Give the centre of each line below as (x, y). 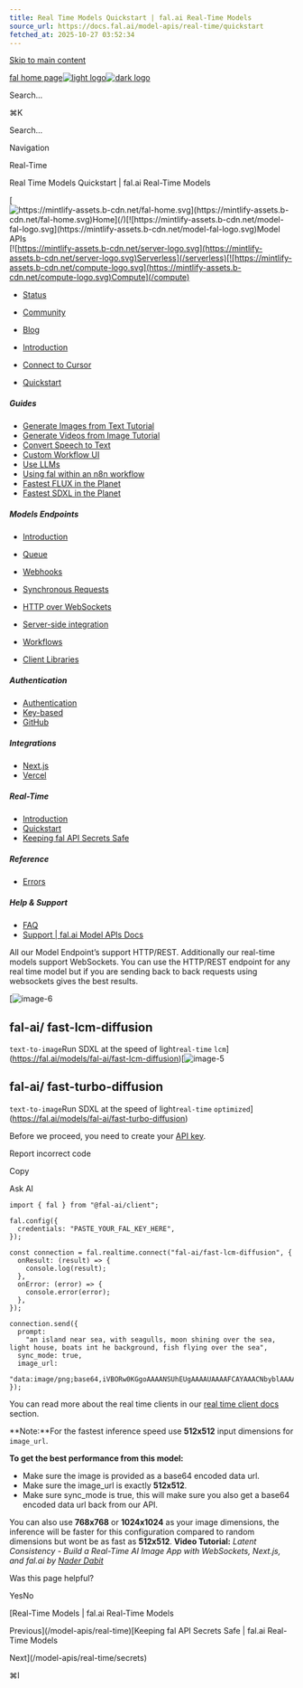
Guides (23, 403)
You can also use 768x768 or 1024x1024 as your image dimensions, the (144, 1522)
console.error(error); (68, 1292)
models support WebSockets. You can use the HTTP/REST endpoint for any (150, 962)
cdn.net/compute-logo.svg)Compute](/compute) (100, 278)
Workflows (42, 642)
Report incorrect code (50, 1153)
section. (24, 1413)
